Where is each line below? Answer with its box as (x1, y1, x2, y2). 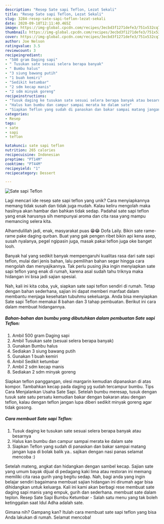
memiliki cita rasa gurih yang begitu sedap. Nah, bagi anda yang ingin (5, 474, 145, 480)
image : (5, 25, 19, 30)
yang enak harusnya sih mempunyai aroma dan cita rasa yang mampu (5, 213, 146, 219)
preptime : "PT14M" (5, 157, 42, 162)
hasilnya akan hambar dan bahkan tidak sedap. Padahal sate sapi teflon (5, 208, 149, 214)
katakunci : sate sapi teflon (5, 143, 64, 148)
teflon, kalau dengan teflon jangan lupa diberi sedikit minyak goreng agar (5, 399, 152, 405)
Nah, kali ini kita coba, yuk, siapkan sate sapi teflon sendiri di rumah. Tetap (5, 283, 155, 289)
